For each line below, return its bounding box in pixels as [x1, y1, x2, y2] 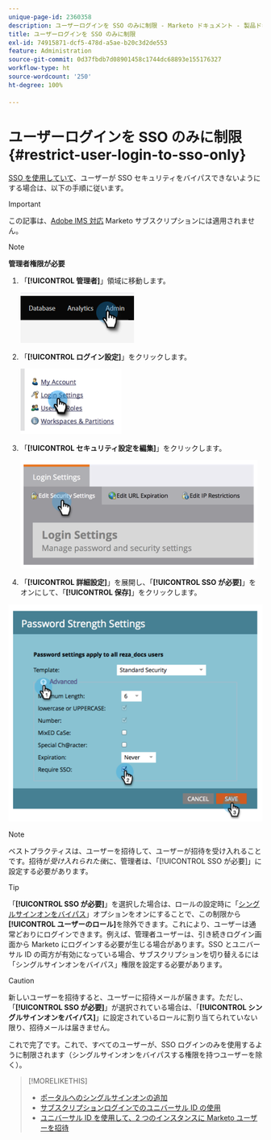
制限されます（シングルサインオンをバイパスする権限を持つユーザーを [22, 1050, 256, 1059]
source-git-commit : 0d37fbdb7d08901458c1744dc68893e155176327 [8, 56, 222, 64]
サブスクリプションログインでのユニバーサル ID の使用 [40, 1102, 222, 1113]
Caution [8, 975, 35, 985]
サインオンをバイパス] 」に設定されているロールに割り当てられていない [22, 1013, 258, 1022]
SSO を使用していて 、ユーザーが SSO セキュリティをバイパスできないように [8, 173, 261, 183]
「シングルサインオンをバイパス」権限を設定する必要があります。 [8, 959, 227, 969]
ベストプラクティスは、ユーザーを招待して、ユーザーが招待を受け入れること [8, 846, 262, 855]
